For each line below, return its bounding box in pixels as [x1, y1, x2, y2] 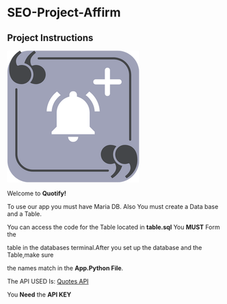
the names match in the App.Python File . [7, 264, 124, 272]
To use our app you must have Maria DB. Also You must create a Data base [7, 203, 219, 210]
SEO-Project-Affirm [7, 5, 121, 20]
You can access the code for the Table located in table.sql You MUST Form [7, 223, 220, 231]
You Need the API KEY [7, 290, 72, 299]
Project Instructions [7, 32, 94, 44]
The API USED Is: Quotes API [7, 277, 89, 285]
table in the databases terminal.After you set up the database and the [7, 244, 202, 251]
